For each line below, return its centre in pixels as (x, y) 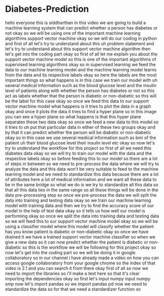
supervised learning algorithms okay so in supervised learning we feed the (80, 64)
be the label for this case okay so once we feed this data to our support (77, 101)
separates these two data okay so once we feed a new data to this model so (82, 122)
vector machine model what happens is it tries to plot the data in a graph (78, 106)
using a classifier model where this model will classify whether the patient (80, 226)
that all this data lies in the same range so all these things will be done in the (82, 190)
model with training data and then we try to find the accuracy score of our (80, 206)
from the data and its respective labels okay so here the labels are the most (81, 75)
